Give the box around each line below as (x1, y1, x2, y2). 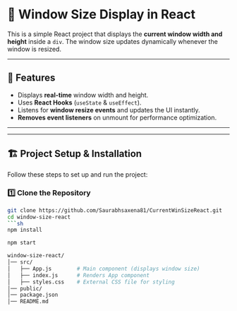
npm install (7, 226, 42, 234)
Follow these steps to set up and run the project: (7, 170, 148, 179)
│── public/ (7, 285, 42, 292)
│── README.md (7, 298, 49, 305)
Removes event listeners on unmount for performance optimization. (17, 113, 217, 122)
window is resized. (7, 45, 62, 53)
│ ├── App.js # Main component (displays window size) (7, 265, 200, 272)
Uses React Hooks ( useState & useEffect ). (17, 98, 142, 107)
